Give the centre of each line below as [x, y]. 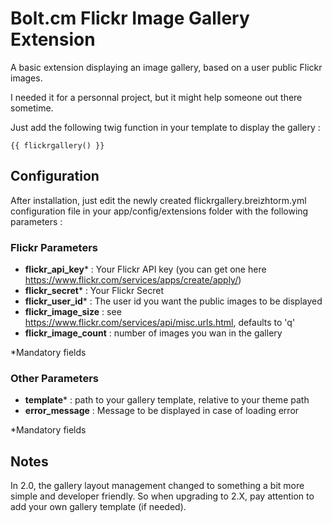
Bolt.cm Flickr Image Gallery [130, 18]
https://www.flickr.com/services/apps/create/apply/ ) [133, 280]
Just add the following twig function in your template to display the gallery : [165, 127]
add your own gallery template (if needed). [98, 507]
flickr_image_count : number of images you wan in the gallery [153, 333]
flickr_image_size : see [73, 312]
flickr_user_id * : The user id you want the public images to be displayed [173, 301]
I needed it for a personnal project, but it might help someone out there [156, 97]
